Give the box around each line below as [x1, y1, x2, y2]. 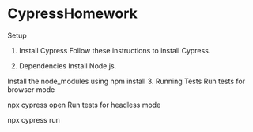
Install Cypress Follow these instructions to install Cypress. [18, 46, 211, 55]
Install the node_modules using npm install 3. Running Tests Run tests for [7, 76, 246, 86]
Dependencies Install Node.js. [18, 60, 117, 71]
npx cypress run [7, 115, 61, 124]
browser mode [7, 84, 55, 94]
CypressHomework [7, 5, 138, 23]
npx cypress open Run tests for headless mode [7, 100, 161, 109]
